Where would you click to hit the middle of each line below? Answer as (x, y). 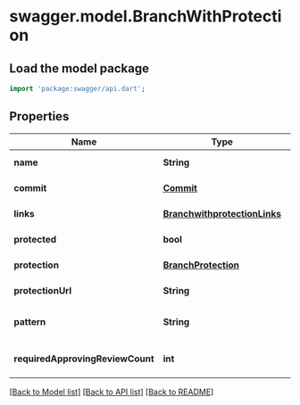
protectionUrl (43, 290)
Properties (39, 116)
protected (35, 239)
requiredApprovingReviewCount (84, 359)
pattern (30, 321)
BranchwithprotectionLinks (222, 213)
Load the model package (79, 68)
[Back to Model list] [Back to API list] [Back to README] (112, 392)
